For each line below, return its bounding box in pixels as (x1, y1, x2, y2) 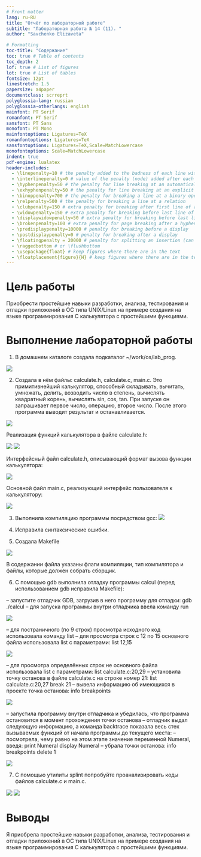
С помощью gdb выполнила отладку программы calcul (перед (14, 579, 175, 586)
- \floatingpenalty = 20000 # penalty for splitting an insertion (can (11, 237, 194, 243)
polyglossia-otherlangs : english (6, 103, 90, 109)
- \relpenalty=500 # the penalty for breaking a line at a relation (11, 198, 186, 204)
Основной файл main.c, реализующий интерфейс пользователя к (6, 485, 173, 492)
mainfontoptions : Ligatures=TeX (6, 132, 87, 138)
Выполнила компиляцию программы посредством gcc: (14, 515, 157, 522)
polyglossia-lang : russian (6, 98, 74, 104)
